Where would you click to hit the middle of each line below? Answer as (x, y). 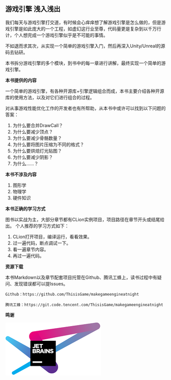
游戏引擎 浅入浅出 (33, 9)
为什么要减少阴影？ (33, 157)
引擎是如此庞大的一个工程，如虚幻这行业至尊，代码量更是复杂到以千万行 (85, 28)
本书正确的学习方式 (25, 209)
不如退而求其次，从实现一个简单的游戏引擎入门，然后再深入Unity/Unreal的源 (85, 46)
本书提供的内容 (21, 80)
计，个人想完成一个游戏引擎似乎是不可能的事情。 (56, 35)
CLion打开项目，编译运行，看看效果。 (52, 237)
